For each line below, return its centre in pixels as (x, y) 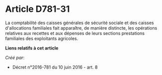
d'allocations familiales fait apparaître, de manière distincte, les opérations (81, 28)
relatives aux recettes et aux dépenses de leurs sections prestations (75, 33)
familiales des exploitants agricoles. (42, 38)
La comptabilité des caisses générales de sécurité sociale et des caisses (80, 23)
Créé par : (15, 57)
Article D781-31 (38, 9)
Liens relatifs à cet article (32, 48)
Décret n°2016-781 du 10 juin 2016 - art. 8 (55, 67)
